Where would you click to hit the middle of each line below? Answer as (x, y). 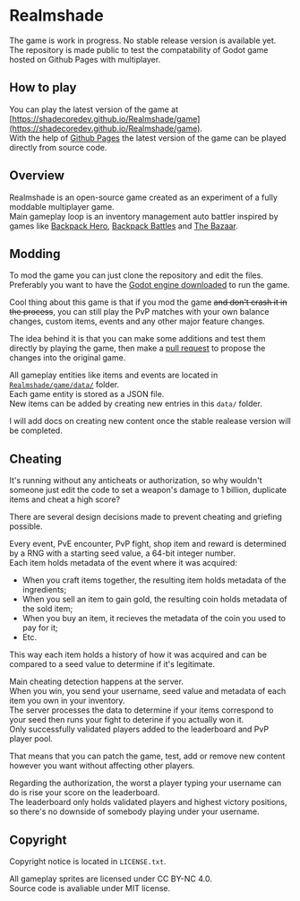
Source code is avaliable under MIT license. (90, 888)
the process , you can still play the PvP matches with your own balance (140, 312)
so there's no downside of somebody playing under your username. (134, 811)
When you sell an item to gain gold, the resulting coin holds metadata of (155, 599)
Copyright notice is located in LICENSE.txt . (88, 861)
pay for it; (40, 628)
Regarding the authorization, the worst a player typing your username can (146, 783)
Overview (37, 176)
